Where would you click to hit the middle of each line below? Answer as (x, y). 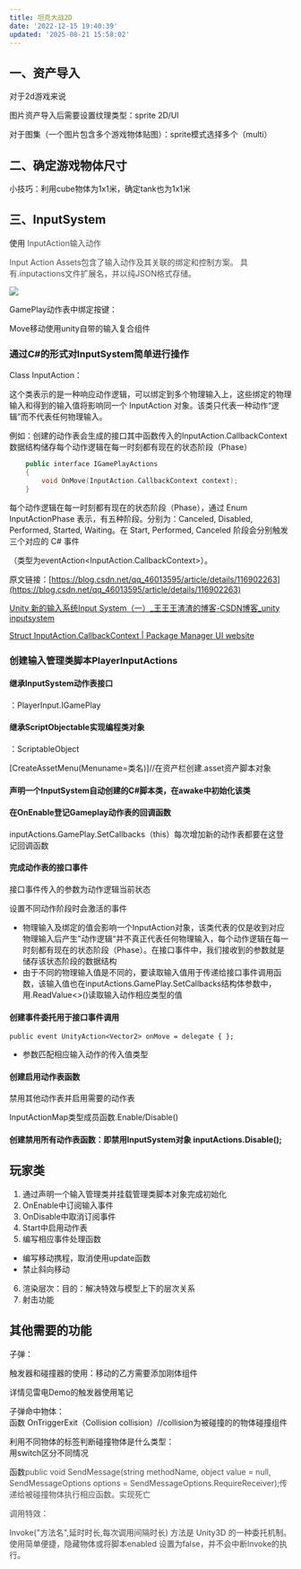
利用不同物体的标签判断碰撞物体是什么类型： (92, 1441)
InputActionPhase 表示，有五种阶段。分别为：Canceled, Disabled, (131, 518)
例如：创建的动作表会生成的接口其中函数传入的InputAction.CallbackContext (148, 436)
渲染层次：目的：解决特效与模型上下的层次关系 (108, 1288)
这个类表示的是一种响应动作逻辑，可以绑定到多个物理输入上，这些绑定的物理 (150, 394)
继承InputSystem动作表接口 (61, 683)
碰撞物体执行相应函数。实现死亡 (91, 1494)
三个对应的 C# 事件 (44, 541)
